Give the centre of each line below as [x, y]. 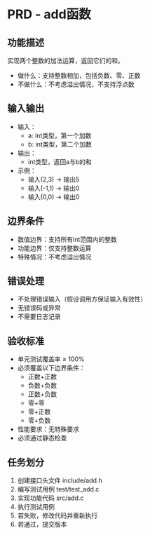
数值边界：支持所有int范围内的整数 [67, 239]
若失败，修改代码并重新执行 [57, 515]
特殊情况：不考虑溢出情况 [54, 257]
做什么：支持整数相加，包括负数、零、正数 [79, 75]
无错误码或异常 [39, 308]
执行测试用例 [36, 507]
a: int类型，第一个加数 [60, 135]
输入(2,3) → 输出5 [54, 179]
